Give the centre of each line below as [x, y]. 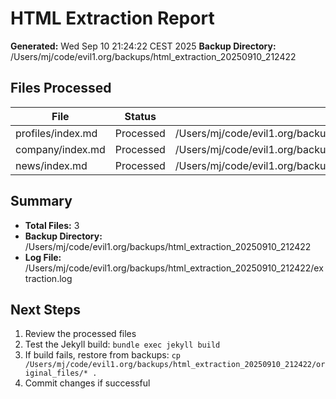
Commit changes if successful [87, 383]
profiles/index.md [56, 133]
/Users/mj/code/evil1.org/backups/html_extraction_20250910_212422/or [175, 365]
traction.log [48, 278]
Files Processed [61, 88]
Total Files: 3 [52, 225]
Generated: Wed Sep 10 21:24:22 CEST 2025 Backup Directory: [143, 46]
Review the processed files [80, 334]
